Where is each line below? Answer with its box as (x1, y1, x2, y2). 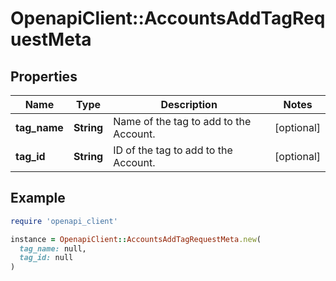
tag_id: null (19, 253, 74, 263)
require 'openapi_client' (10, 216, 118, 226)
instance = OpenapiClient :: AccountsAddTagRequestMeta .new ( (10, 234, 262, 244)
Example (10, 190, 66, 207)
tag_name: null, (19, 243, 87, 254)
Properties (10, 68, 78, 85)
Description (160, 98, 218, 111)
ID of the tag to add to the (113, 143, 233, 157)
